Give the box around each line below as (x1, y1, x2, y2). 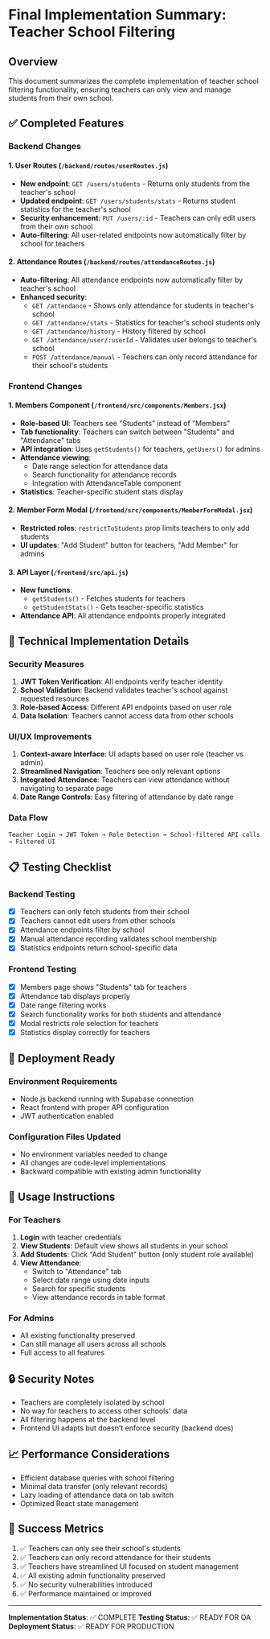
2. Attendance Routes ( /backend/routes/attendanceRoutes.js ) (8, 257, 215, 267)
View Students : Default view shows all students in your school (19, 1240, 228, 1250)
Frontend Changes (8, 380, 83, 391)
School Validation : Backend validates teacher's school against (19, 685, 228, 694)
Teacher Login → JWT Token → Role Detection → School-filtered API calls (8, 830, 261, 838)
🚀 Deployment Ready (8, 1051, 116, 1065)
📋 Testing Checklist (8, 860, 112, 874)
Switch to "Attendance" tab (31, 1266, 122, 1276)
